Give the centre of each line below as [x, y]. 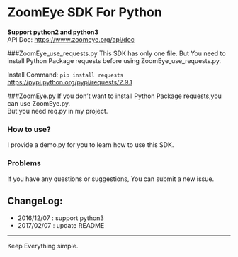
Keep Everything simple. [43, 246]
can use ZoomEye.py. [39, 103]
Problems [24, 163]
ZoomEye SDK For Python [85, 12]
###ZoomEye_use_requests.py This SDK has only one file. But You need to [117, 53]
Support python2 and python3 [53, 32]
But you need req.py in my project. [58, 111]
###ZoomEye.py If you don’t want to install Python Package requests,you [114, 96]
